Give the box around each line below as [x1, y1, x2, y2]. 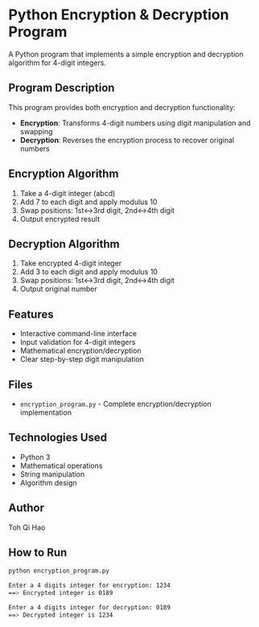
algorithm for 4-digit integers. [8, 58, 107, 68]
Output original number [19, 284, 98, 294]
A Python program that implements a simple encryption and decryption [8, 49, 244, 59]
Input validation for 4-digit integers [19, 338, 136, 347]
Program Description [8, 81, 115, 95]
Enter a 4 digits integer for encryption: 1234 [8, 581, 171, 590]
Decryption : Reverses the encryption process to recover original [19, 135, 235, 145]
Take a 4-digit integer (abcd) [19, 188, 116, 198]
